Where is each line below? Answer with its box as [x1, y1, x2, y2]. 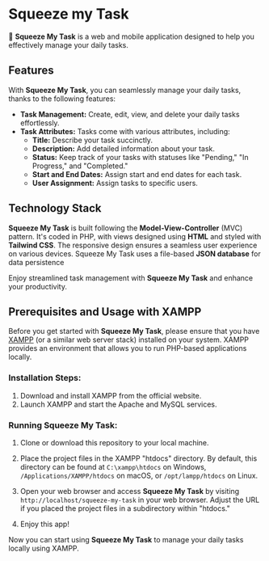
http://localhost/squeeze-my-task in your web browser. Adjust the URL [19, 495, 260, 504]
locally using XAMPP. [8, 543, 79, 553]
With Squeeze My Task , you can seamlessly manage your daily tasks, [8, 85, 242, 95]
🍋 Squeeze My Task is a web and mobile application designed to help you [8, 32, 254, 41]
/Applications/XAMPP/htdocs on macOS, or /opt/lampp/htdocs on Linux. [19, 470, 258, 480]
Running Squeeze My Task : [8, 420, 118, 431]
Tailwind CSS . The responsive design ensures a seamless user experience [8, 240, 258, 250]
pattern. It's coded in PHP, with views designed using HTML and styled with [8, 231, 262, 241]
